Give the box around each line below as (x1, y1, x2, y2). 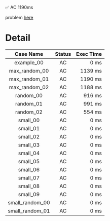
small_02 (18, 133, 40, 140)
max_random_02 (9, 84, 49, 91)
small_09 (18, 191, 40, 198)
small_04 (18, 150, 40, 157)
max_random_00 (9, 67, 49, 74)
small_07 (18, 174, 40, 181)
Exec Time (76, 50, 102, 57)
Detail (5, 32, 30, 44)
